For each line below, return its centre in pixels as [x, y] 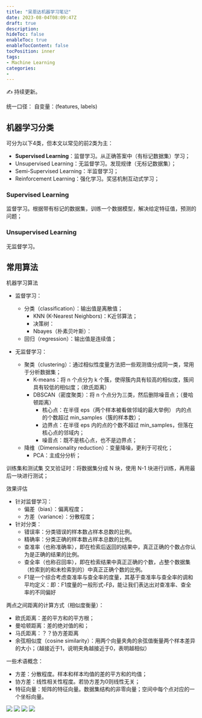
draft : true [21, 23]
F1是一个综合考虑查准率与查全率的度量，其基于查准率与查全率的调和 [109, 577]
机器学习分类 [30, 127]
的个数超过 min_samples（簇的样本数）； [92, 418]
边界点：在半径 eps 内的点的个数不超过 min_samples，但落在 [118, 425]
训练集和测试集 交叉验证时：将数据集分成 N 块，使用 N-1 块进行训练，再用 [98, 468]
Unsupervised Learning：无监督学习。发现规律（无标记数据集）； [96, 163]
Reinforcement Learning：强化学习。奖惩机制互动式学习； [87, 179]
